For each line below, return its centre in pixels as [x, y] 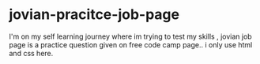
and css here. [31, 53]
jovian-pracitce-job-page [94, 15]
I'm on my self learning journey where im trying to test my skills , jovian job [130, 36]
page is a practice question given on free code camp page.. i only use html [131, 44]
